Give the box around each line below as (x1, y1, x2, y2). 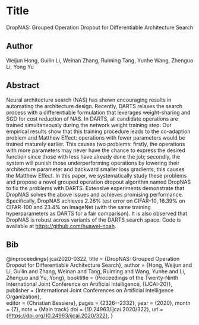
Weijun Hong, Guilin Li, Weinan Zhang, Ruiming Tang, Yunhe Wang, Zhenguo (6, 56, 194, 64)
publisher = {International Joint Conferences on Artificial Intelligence (6, 287, 174, 294)
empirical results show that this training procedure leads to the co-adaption (6, 128, 191, 135)
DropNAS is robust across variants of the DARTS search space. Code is (6, 216, 181, 223)
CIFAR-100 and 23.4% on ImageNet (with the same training (6, 203, 151, 210)
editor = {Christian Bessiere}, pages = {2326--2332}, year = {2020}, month (6, 299, 191, 307)
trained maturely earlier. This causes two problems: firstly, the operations (6, 140, 185, 147)
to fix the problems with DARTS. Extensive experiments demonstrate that (6, 184, 185, 191)
